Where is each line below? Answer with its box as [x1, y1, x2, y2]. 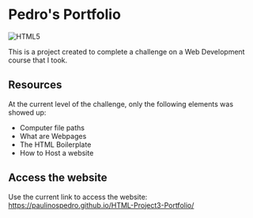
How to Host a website [19, 148, 94, 157]
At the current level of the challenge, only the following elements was [8, 99, 234, 108]
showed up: [8, 107, 47, 117]
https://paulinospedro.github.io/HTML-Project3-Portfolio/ [8, 200, 194, 210]
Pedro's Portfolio [8, 6, 121, 24]
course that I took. [8, 55, 68, 65]
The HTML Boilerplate [19, 140, 92, 149]
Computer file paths [19, 122, 85, 132]
